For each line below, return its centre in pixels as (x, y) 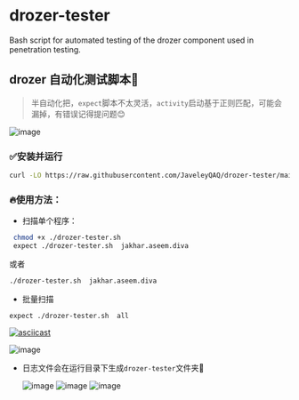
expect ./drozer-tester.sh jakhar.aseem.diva (101, 246)
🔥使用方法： (36, 199)
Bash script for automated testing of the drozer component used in (132, 40)
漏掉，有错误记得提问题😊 (78, 114)
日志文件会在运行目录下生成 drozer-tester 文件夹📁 (113, 368)
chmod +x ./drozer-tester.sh (67, 238)
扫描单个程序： (49, 221)
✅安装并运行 (36, 156)
